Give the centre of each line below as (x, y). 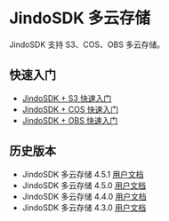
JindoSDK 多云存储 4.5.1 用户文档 (83, 174)
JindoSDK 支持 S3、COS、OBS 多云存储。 (87, 44)
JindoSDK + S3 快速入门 (67, 98)
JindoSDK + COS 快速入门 (70, 109)
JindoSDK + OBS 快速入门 (70, 120)
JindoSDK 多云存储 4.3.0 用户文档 (84, 207)
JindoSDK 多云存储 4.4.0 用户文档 (84, 196)
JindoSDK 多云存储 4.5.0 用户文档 (84, 185)
